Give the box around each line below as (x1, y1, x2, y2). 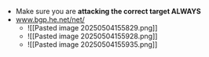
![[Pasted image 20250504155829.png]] (27, 23, 158, 32)
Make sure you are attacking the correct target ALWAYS (15, 7, 202, 16)
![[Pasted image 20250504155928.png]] (27, 31, 158, 41)
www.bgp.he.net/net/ (15, 15, 85, 24)
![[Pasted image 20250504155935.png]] (27, 40, 158, 49)
